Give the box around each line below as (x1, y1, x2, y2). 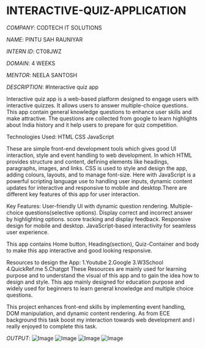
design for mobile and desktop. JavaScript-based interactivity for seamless (6, 222, 196, 229)
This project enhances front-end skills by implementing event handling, (6, 303, 186, 310)
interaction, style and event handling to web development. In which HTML (6, 151, 193, 159)
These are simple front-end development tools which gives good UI (6, 145, 176, 152)
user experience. (6, 228, 49, 236)
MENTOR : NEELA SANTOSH (6, 71, 78, 78)
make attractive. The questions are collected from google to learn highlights (6, 115, 198, 122)
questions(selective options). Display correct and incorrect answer (24, 209, 193, 216)
